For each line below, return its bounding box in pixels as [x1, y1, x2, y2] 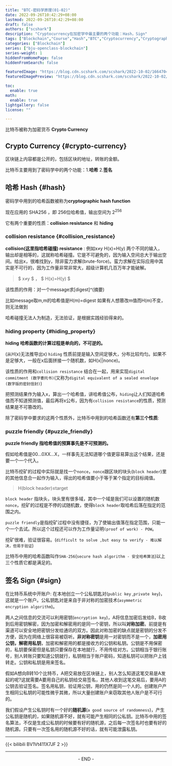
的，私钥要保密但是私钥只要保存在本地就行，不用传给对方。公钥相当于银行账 [5, 646, 167, 653]
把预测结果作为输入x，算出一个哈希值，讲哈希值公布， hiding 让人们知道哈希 [5, 391, 165, 397]
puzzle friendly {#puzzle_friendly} [5, 428, 93, 435]
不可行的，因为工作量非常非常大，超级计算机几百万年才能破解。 [14, 264, 149, 271]
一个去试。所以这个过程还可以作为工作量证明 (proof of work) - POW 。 [9, 526, 157, 532]
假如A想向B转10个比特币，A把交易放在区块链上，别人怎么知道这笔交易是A [5, 671, 161, 677]
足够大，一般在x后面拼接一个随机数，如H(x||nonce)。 [9, 357, 123, 363]
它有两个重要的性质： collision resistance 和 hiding [5, 220, 114, 226]
